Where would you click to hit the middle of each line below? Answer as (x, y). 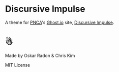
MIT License (18, 65)
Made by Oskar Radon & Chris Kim (40, 55)
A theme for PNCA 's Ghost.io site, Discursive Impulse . (59, 22)
